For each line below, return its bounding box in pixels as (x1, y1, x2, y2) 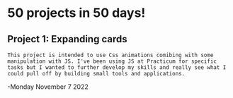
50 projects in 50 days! (7, 5, 146, 21)
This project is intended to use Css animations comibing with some (7, 51, 214, 59)
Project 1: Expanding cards (7, 33, 127, 45)
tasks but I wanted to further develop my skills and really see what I (7, 64, 227, 71)
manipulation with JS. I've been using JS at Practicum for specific (7, 58, 217, 65)
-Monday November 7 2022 (7, 82, 89, 91)
